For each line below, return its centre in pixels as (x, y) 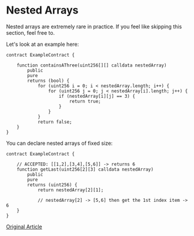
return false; (55, 122)
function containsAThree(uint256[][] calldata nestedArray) (92, 65)
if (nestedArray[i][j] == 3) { (97, 96)
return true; (85, 101)
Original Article (24, 227)
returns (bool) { (48, 81)
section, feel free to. (30, 32)
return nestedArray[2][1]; (71, 190)
